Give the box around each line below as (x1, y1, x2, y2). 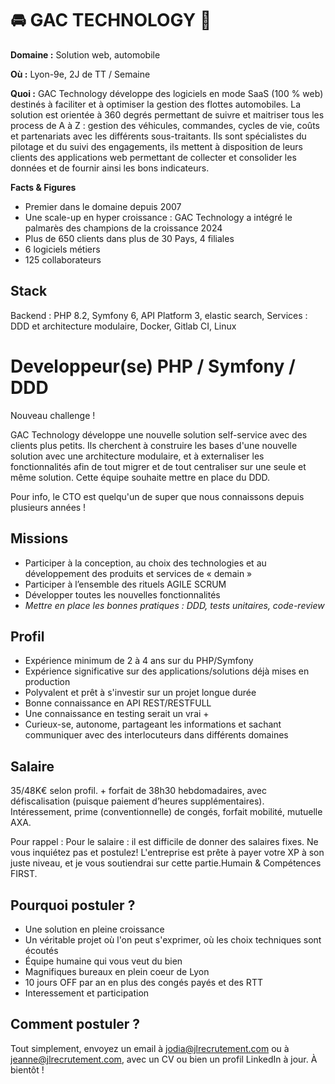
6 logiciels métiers (24, 243, 101, 255)
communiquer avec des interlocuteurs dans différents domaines (24, 729, 289, 741)
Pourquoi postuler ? (10, 897, 136, 914)
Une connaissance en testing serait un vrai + (24, 708, 210, 720)
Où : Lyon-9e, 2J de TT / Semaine (10, 68, 151, 80)
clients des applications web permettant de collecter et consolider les (10, 151, 297, 163)
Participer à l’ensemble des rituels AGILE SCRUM (24, 578, 227, 590)
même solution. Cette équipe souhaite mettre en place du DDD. (10, 471, 271, 483)
